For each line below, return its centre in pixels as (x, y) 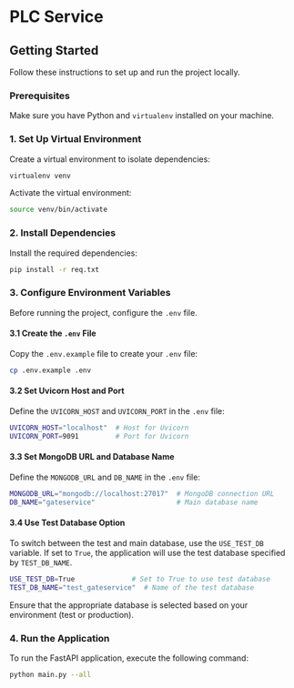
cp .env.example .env (51, 370)
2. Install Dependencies (63, 233)
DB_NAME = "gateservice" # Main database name (134, 502)
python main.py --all (51, 675)
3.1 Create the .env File (53, 333)
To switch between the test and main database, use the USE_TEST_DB (137, 543)
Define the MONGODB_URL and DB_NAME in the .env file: (105, 477)
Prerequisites (40, 96)
